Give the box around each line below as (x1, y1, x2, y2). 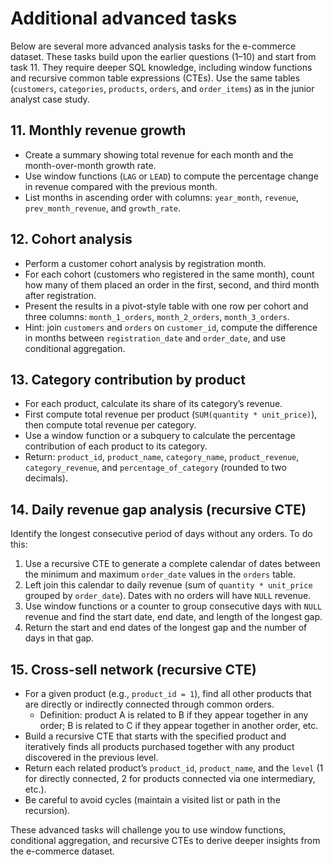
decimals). (24, 472, 68, 484)
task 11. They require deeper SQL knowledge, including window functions (10, 61, 313, 73)
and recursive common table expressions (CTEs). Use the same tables (10, 72, 301, 84)
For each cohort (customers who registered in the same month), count (24, 268, 315, 280)
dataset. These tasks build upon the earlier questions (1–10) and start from (10, 50, 317, 62)
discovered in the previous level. (24, 752, 159, 763)
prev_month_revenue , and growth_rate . (24, 202, 182, 214)
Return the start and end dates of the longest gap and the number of (24, 622, 308, 634)
